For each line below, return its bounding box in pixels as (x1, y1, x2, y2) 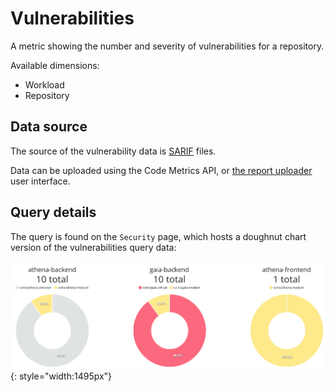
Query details (10, 204, 97, 221)
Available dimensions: (10, 59, 100, 71)
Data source (10, 118, 88, 136)
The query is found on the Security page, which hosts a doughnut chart (10, 230, 307, 242)
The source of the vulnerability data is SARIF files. (10, 145, 217, 157)
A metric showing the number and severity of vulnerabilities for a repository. (10, 40, 325, 52)
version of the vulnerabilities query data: (10, 241, 177, 253)
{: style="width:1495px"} (10, 370, 113, 382)
